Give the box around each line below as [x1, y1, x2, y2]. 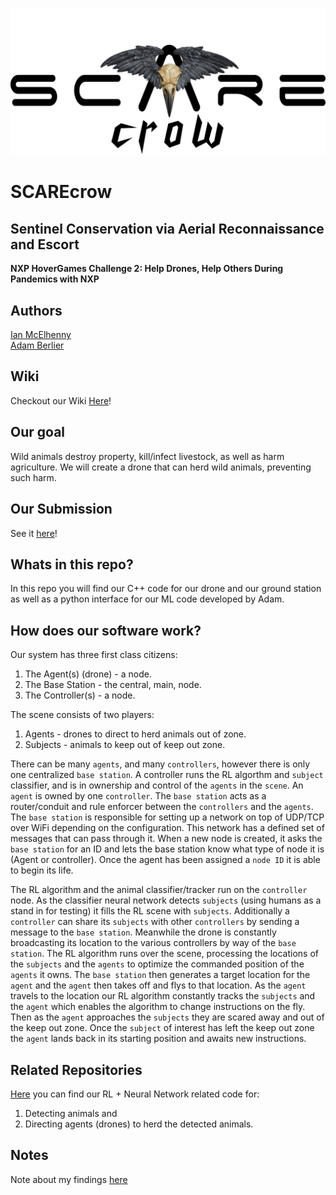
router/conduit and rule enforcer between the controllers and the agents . [10, 801, 314, 813]
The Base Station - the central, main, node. [24, 679, 202, 691]
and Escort [10, 236, 80, 253]
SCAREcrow [10, 181, 113, 203]
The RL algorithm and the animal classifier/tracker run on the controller [10, 884, 308, 896]
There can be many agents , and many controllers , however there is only [10, 758, 311, 770]
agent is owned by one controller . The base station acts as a [10, 790, 267, 802]
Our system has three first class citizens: [10, 649, 178, 661]
